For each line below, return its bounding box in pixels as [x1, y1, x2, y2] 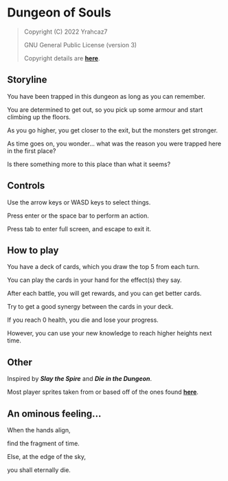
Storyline [7, 74, 47, 86]
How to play [7, 244, 59, 256]
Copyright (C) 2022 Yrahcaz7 [23, 27, 108, 36]
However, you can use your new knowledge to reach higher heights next [7, 329, 212, 338]
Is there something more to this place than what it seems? [7, 160, 171, 168]
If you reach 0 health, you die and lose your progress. [7, 316, 159, 324]
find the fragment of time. [7, 439, 80, 447]
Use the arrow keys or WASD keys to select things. [7, 198, 151, 207]
